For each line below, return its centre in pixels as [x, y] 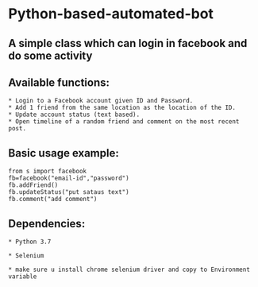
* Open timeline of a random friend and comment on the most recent [124, 122]
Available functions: [59, 82]
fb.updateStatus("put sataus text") [69, 192]
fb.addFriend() [33, 185]
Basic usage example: [64, 153]
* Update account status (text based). [74, 115]
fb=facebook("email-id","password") [69, 178]
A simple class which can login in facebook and [128, 43]
